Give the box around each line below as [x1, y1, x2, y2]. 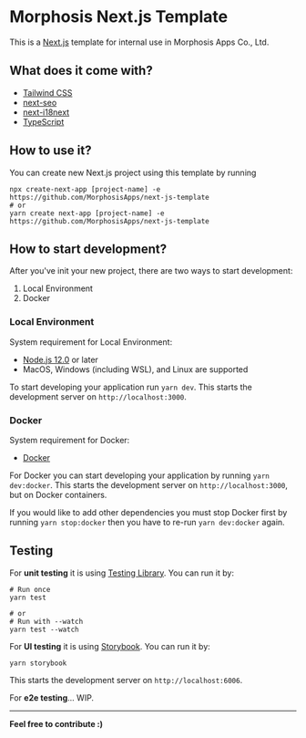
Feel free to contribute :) [9, 718, 103, 729]
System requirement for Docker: [9, 434, 130, 445]
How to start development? [9, 241, 167, 256]
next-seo [22, 97, 57, 108]
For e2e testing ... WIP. [9, 691, 94, 703]
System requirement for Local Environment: [9, 336, 173, 348]
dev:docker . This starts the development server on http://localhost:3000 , [9, 479, 289, 490]
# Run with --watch [9, 617, 84, 626]
